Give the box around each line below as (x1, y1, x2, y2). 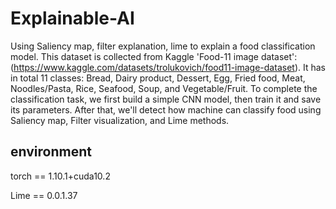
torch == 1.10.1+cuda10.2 (10, 170, 111, 182)
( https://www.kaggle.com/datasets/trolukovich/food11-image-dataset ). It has (10, 61, 326, 73)
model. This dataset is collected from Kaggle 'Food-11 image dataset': (10, 50, 298, 62)
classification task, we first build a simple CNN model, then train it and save (10, 93, 322, 105)
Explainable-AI (10, 7, 135, 30)
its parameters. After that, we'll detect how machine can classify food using (10, 103, 322, 116)
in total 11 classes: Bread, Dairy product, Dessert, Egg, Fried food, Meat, (10, 72, 306, 84)
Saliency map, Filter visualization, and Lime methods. (10, 114, 230, 126)
